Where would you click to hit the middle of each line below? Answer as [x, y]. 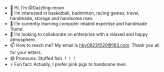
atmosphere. [23, 39]
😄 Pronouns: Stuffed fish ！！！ [43, 58]
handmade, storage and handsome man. [51, 18]
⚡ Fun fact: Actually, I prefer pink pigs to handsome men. [68, 64]
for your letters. [26, 52]
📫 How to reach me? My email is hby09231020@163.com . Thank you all [84, 45]
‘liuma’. [17, 29]
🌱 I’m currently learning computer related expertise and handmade [78, 23]
